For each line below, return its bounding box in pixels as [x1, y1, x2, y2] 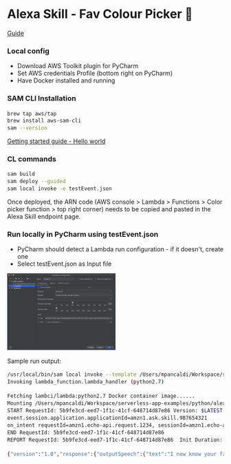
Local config [7, 46, 50, 56]
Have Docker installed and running [16, 76, 115, 85]
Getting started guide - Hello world [7, 137, 106, 145]
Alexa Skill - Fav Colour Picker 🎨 [7, 6, 193, 22]
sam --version [7, 125, 48, 131]
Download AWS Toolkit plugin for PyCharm [16, 62, 139, 70]
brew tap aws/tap [7, 110, 57, 117]
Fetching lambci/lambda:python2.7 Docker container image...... [7, 392, 195, 400]
